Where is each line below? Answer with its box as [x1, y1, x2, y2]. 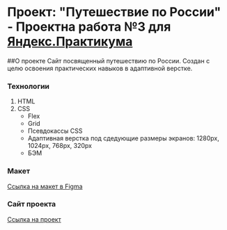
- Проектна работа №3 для [7, 19, 171, 35]
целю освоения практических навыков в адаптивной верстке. [7, 64, 193, 72]
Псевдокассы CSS [27, 126, 83, 135]
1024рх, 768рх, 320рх [27, 142, 93, 150]
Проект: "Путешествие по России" [7, 4, 221, 20]
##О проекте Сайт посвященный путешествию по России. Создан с [7, 56, 210, 65]
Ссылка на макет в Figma [7, 182, 83, 190]
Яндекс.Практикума [7, 34, 133, 49]
